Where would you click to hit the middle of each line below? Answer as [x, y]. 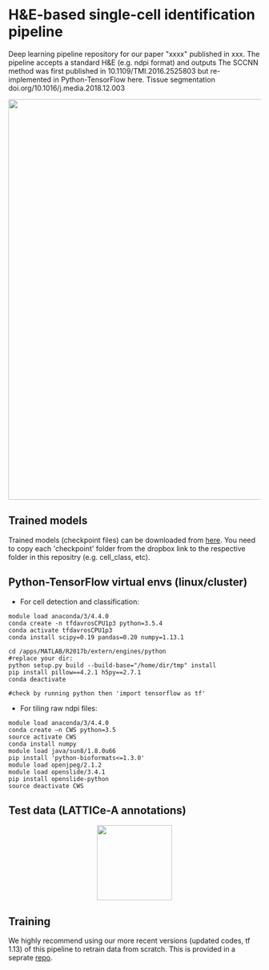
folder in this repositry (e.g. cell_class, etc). [79, 557]
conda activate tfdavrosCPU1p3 [60, 630]
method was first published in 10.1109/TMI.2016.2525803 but [108, 70]
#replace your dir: [41, 658]
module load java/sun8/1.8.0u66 [62, 751]
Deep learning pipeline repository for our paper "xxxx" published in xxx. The [134, 54]
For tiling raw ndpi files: [58, 708]
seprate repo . [31, 958]
